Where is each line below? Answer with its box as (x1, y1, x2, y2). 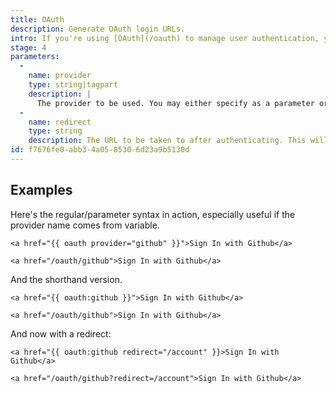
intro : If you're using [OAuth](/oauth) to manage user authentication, (10, 33, 320, 43)
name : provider (28, 71, 92, 81)
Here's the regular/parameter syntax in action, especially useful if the (10, 208, 296, 220)
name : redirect (28, 117, 92, 127)
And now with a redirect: (10, 327, 112, 340)
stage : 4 (10, 42, 47, 53)
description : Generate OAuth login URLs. (10, 24, 186, 34)
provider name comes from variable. (10, 219, 160, 231)
